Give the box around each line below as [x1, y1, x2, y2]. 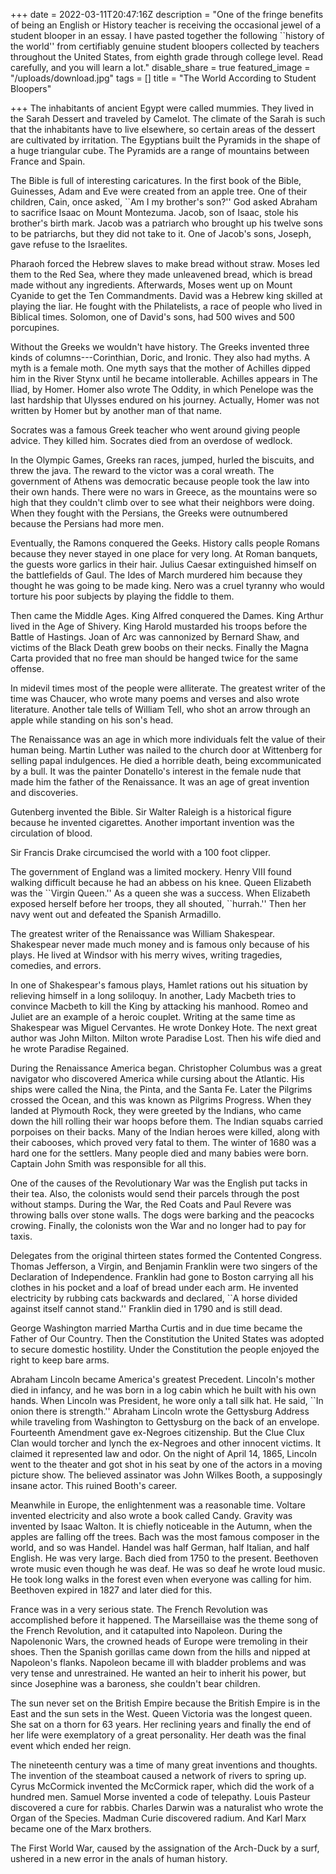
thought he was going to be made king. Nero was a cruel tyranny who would [10, 580, 325, 591]
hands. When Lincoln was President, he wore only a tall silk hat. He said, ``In [10, 1395, 324, 1406]
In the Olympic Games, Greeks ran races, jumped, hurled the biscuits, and [10, 454, 315, 466]
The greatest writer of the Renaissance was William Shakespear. [10, 928, 276, 939]
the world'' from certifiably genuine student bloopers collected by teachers [10, 40, 320, 52]
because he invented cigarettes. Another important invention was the [10, 817, 295, 828]
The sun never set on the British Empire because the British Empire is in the [10, 1697, 321, 1709]
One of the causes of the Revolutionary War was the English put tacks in [10, 1177, 308, 1189]
